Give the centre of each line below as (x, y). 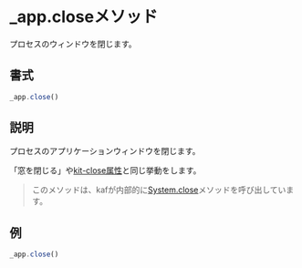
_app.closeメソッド (83, 17)
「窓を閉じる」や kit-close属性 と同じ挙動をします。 (105, 170)
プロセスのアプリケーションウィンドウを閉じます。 (105, 151)
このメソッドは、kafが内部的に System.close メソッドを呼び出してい (159, 190)
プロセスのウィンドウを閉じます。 (73, 44)
